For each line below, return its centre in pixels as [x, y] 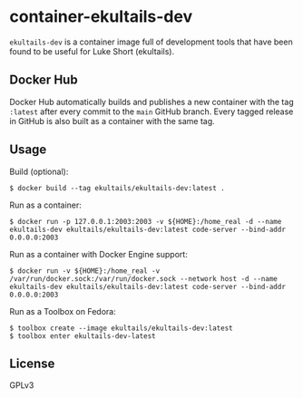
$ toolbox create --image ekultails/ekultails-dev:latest [121, 328]
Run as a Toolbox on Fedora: [63, 311]
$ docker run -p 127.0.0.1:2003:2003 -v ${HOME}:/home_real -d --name [146, 221]
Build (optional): [39, 171]
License [32, 363]
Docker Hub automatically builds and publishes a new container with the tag [151, 102]
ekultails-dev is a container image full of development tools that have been [151, 42]
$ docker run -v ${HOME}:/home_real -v [85, 271]
